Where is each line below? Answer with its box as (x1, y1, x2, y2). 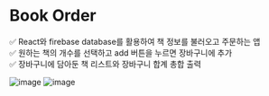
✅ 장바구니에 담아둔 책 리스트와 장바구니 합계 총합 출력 (9, 58, 201, 69)
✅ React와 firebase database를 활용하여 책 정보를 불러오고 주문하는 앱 (9, 36, 261, 47)
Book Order (9, 5, 97, 26)
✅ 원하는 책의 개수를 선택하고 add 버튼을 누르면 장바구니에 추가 (9, 47, 233, 58)
